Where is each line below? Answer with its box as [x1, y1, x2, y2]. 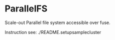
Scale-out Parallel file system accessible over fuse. [5, 19, 111, 25]
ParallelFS [5, 3, 48, 14]
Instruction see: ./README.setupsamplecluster [5, 29, 101, 35]
